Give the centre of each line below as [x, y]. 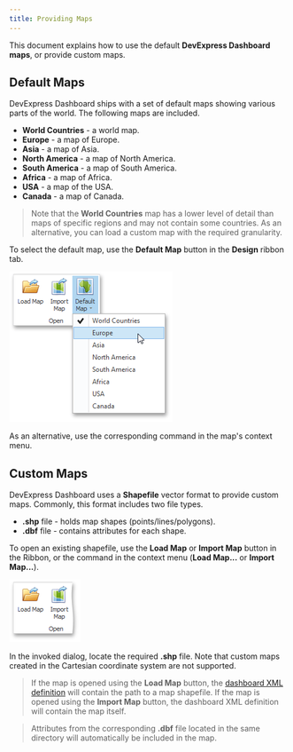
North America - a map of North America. [99, 159]
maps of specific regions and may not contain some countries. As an [156, 223]
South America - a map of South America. [99, 168]
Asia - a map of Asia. [61, 149]
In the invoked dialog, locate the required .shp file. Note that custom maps [145, 656]
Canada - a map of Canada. [73, 196]
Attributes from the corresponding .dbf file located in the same [146, 729]
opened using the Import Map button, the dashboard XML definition [154, 702]
